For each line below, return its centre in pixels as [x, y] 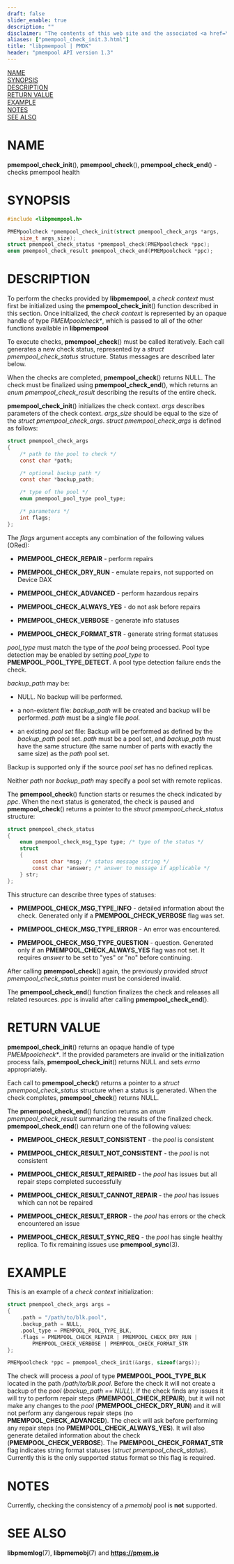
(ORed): [18, 545]
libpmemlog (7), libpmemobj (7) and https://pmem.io [83, 1553]
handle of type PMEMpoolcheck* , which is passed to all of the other [105, 321]
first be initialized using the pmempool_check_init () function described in [113, 306]
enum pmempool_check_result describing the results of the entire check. [112, 393]
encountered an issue [48, 1223]
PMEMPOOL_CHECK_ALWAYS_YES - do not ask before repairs [109, 607]
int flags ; [36, 518]
